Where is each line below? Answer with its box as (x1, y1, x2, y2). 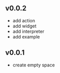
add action (12, 17, 36, 23)
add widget (12, 23, 37, 29)
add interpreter (12, 28, 45, 34)
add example (12, 33, 40, 40)
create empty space (12, 62, 55, 68)
